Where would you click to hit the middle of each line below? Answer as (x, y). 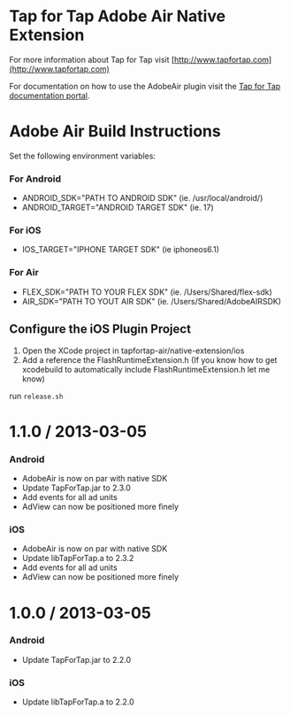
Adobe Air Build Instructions (115, 131)
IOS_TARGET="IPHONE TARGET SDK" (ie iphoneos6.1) (120, 250)
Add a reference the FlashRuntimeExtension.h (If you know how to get (149, 359)
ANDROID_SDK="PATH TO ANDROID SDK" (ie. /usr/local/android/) (142, 198)
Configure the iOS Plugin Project (100, 329)
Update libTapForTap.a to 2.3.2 (78, 558)
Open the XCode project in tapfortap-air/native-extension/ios (133, 350)
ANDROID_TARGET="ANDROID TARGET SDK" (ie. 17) (118, 208)
